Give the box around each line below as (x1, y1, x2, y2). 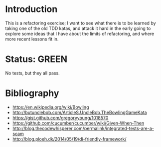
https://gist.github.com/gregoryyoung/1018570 (12, 114, 109, 120)
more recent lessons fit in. (5, 36, 59, 42)
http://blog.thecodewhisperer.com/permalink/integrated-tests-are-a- (12, 125, 155, 131)
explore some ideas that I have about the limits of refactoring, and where (5, 30, 155, 36)
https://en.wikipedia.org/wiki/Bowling (12, 104, 89, 110)
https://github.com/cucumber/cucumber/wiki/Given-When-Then (12, 120, 145, 126)
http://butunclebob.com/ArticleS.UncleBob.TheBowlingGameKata (12, 109, 147, 115)
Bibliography (5, 87, 59, 99)
